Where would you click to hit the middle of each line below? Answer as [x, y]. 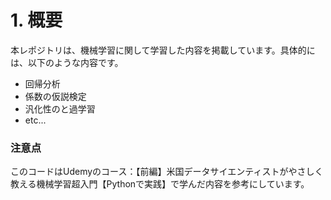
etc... [35, 120]
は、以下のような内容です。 [67, 62]
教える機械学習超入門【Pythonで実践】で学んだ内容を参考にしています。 [160, 184]
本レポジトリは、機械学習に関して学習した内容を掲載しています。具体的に [163, 50]
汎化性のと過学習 [60, 108]
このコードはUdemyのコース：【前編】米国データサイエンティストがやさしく [167, 172]
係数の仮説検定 [55, 96]
